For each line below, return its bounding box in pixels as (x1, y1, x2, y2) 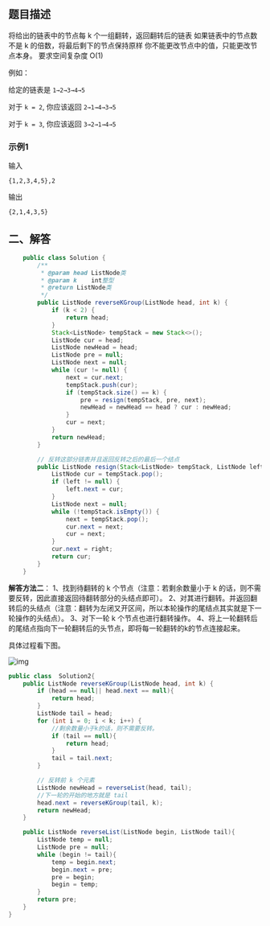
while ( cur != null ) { (51, 366, 128, 374)
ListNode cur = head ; (51, 336, 125, 344)
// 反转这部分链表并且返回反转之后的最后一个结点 (37, 455, 180, 463)
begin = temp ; (51, 880, 99, 889)
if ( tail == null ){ (51, 731, 117, 740)
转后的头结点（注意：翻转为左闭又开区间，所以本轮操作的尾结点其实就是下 (8, 603, 255, 613)
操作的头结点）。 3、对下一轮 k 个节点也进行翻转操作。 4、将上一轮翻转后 (14, 613, 259, 623)
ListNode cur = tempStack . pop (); (51, 470, 163, 479)
